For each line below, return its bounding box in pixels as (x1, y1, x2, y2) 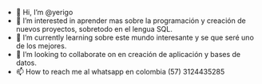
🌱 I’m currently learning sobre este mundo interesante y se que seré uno (15, 32, 254, 42)
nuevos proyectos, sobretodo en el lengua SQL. (15, 25, 173, 33)
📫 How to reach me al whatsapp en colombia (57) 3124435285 (15, 67, 225, 76)
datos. (15, 58, 38, 67)
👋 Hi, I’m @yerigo (15, 8, 73, 17)
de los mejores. (15, 41, 67, 51)
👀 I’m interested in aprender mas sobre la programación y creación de (15, 16, 246, 25)
